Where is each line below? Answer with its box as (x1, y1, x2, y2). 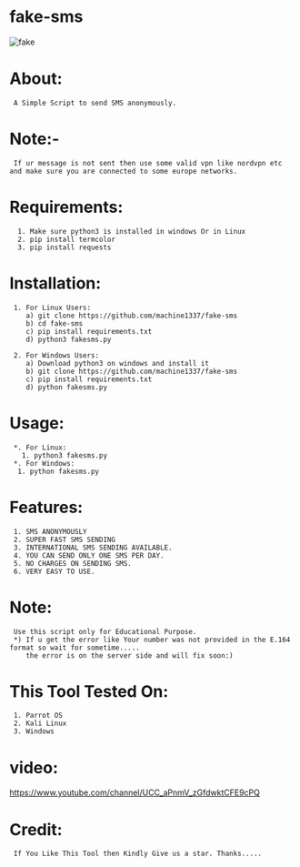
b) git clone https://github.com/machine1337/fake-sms (25, 367, 238, 376)
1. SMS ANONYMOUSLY (13, 527, 88, 536)
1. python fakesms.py (17, 467, 100, 476)
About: (9, 68, 63, 89)
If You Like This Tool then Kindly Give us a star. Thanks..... (13, 849, 262, 859)
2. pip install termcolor (17, 235, 116, 244)
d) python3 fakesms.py (25, 335, 112, 344)
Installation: (9, 273, 102, 293)
